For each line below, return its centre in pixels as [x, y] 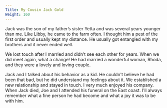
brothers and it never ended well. [39, 44]
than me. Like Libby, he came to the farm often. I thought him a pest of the [81, 34]
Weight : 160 [17, 14]
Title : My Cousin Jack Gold [34, 10]
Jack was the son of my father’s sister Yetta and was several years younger [83, 28]
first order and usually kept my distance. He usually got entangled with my [82, 39]
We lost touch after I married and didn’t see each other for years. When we [82, 54]
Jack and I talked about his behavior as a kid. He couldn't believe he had [80, 74]
